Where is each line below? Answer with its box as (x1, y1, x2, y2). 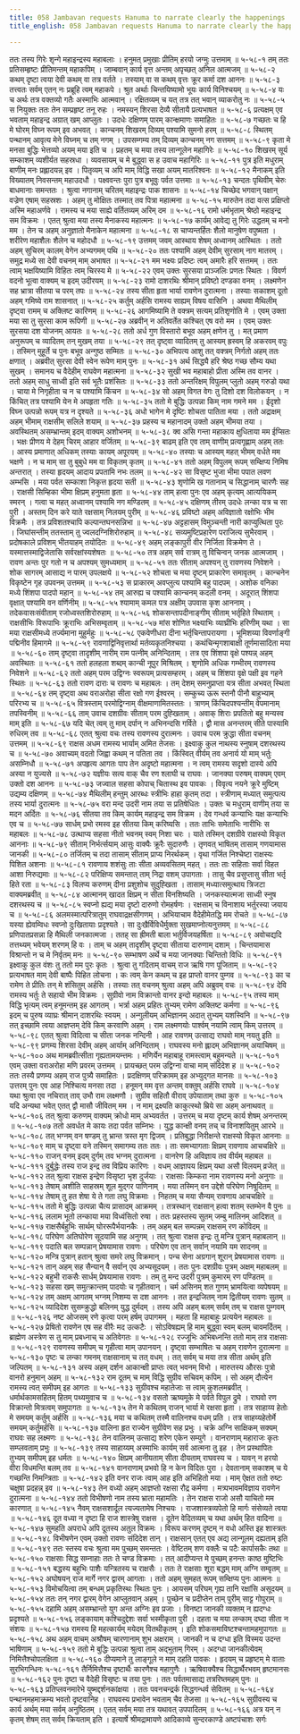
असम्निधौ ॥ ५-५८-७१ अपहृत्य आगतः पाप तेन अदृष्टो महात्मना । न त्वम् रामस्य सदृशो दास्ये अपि (9, 757, 278, 769)
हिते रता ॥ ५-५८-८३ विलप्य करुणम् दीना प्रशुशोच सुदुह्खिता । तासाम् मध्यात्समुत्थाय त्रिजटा (9, 878, 266, 890)
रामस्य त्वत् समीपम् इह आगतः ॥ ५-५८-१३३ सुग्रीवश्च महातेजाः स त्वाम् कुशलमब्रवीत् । (9, 1382, 249, 1392)
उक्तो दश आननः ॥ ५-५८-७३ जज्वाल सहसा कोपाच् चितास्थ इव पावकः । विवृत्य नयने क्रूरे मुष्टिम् (9, 778, 279, 789)
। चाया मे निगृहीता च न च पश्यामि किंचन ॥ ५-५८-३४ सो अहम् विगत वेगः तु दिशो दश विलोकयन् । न (9, 385, 289, 396)
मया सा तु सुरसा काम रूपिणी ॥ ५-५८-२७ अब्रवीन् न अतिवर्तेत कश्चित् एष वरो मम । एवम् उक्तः (9, 315, 272, 326)
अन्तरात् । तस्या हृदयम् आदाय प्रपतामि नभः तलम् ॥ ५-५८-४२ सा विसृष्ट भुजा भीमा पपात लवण (9, 466, 271, 477)
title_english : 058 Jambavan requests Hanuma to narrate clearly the (9, 21, 274, 30)
